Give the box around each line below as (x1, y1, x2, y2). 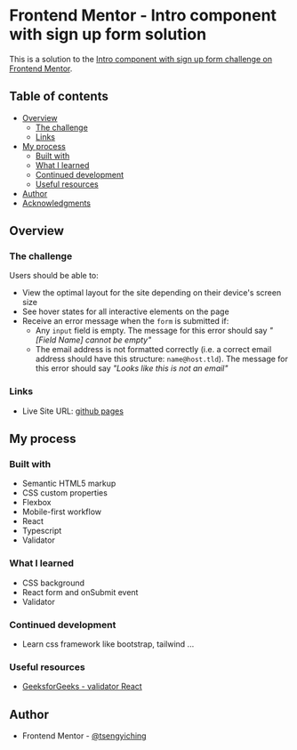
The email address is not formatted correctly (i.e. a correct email (35, 344, 272, 355)
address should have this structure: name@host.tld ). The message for (35, 353, 289, 365)
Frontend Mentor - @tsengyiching (21, 730, 147, 741)
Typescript (21, 526, 62, 536)
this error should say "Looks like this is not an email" (35, 363, 229, 374)
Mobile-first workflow (21, 506, 102, 517)
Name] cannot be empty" (58, 335, 152, 345)
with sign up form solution (9, 24, 207, 44)
